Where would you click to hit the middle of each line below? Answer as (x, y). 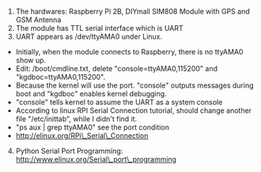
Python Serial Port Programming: (69, 151)
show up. (30, 60)
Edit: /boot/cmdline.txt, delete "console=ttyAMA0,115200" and (116, 69)
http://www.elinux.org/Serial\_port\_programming (96, 159)
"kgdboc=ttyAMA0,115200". (60, 77)
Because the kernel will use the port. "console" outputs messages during (135, 85)
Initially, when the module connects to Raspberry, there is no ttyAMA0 (129, 52)
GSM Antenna (38, 20)
